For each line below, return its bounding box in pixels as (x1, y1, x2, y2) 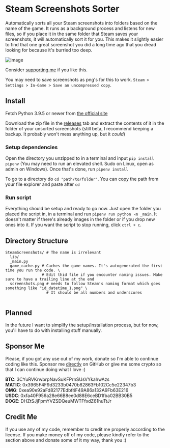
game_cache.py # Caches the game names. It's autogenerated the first (10, 263, 163, 269)
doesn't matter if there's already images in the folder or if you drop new (5, 216, 155, 222)
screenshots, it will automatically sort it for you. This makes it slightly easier (5, 36, 164, 42)
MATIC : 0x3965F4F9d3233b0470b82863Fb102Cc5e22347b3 (5, 381, 136, 387)
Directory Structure (5, 236, 69, 245)
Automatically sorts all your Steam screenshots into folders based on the (5, 20, 158, 26)
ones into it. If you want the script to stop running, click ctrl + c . (5, 222, 141, 228)
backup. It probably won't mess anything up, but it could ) (5, 131, 126, 137)
